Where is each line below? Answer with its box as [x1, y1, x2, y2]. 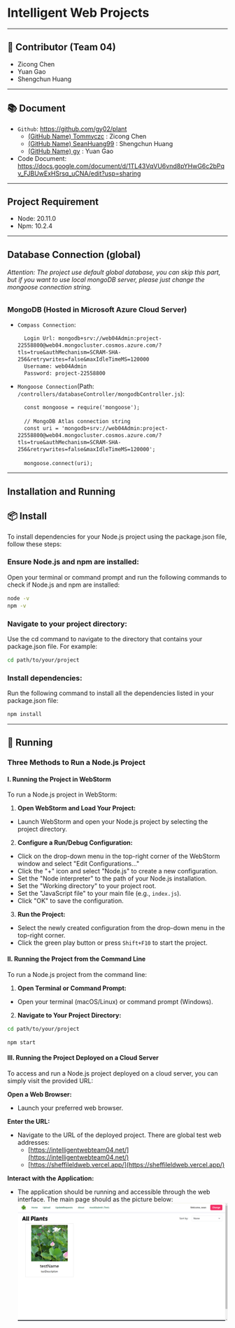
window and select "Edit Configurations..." [17, 859, 140, 868]
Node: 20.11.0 [17, 215, 57, 223]
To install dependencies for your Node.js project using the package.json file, [7, 532, 227, 541]
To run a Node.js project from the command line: [7, 970, 147, 978]
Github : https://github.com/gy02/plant [17, 124, 127, 133]
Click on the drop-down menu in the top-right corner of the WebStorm [17, 852, 220, 861]
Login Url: [24, 335, 56, 342]
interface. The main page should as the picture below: [17, 1194, 173, 1204]
